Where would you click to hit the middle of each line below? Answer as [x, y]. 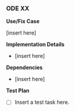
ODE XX [18, 8]
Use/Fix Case [23, 21]
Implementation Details [35, 44]
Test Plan [18, 91]
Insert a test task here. [42, 102]
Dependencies [25, 67]
